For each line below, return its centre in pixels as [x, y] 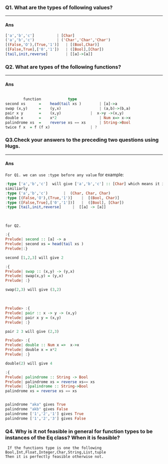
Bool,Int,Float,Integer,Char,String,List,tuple [56, 452]
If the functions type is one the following [54, 448]
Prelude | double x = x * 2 [31, 350]
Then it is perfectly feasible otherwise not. [54, 456]
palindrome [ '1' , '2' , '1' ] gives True [44, 414]
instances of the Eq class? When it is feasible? [62, 437]
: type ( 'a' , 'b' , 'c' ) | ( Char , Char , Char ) [58, 193]
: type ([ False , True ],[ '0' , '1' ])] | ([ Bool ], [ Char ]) [64, 202]
